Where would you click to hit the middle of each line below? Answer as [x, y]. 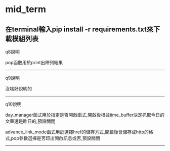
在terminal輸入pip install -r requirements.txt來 [79, 29]
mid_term [26, 9]
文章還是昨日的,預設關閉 [30, 121]
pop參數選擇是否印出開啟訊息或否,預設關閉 [55, 138]
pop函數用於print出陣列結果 [34, 62]
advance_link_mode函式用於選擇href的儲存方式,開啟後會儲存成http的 [77, 132]
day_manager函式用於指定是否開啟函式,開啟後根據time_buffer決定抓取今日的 [85, 115]
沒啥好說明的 [18, 89]
